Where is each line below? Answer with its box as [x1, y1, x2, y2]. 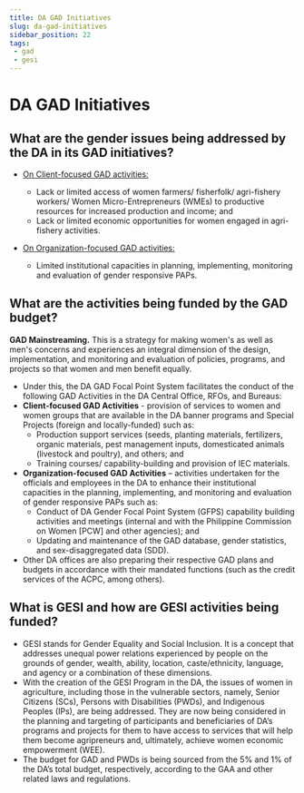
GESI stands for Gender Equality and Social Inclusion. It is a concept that [22, 638, 295, 649]
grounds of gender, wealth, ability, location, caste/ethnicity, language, [22, 657, 284, 668]
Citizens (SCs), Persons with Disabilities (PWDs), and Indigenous [22, 696, 265, 707]
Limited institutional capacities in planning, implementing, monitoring [35, 260, 293, 270]
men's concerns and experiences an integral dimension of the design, [9, 344, 271, 355]
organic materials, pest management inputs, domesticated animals [35, 438, 285, 449]
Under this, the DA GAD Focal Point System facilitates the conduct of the [22, 380, 294, 391]
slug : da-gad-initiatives [9, 22, 107, 31]
